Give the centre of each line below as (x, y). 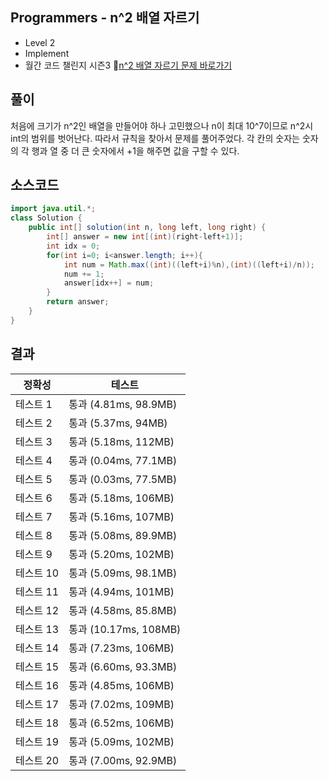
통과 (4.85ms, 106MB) (121, 685)
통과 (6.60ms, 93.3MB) (123, 666)
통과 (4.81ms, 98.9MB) (123, 404)
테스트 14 (37, 648)
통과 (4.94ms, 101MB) (121, 591)
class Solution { (46, 218)
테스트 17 (37, 704)
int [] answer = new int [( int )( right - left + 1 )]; (145, 237)
